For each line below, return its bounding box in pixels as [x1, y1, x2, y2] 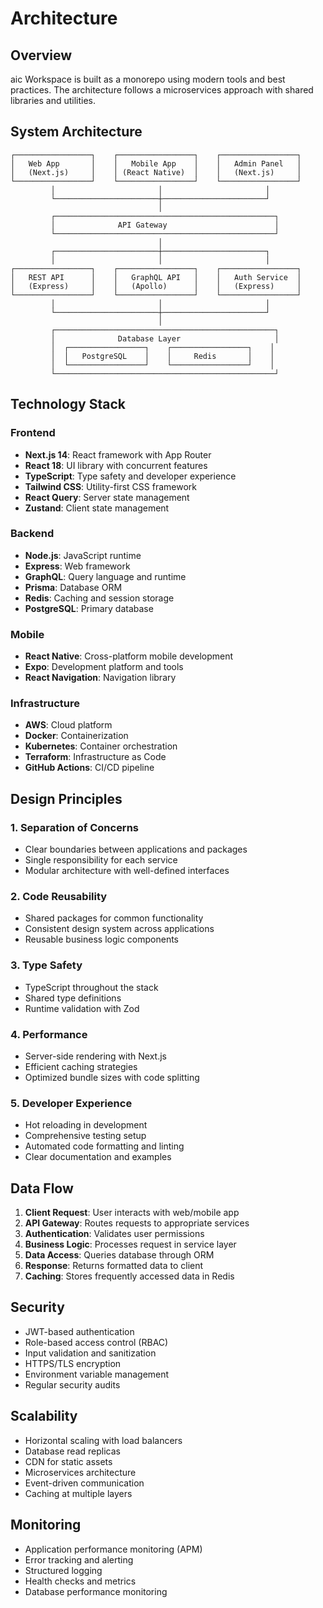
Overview [10, 47, 73, 64]
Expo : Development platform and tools [24, 661, 184, 673]
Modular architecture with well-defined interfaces [24, 865, 230, 877]
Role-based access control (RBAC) [24, 1336, 169, 1348]
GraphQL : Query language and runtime [24, 570, 187, 582]
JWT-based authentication [24, 1325, 135, 1337]
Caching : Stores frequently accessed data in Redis [24, 1270, 235, 1282]
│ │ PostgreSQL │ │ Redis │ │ [50, 351, 275, 361]
